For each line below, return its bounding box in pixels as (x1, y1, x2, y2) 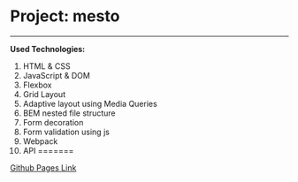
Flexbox (22, 80, 52, 90)
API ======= (22, 145, 74, 155)
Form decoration (22, 117, 84, 127)
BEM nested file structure (22, 108, 116, 118)
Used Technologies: (10, 43, 86, 54)
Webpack (22, 135, 58, 147)
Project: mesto (10, 6, 120, 27)
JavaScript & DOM (22, 70, 91, 80)
